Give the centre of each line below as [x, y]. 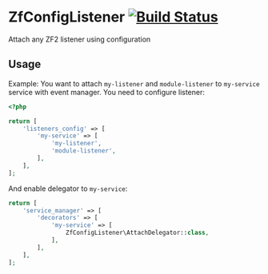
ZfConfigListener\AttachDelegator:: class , [137, 233]
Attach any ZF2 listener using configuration [80, 39]
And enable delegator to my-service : [68, 189]
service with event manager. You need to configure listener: [107, 92]
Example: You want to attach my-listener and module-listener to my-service [134, 83]
